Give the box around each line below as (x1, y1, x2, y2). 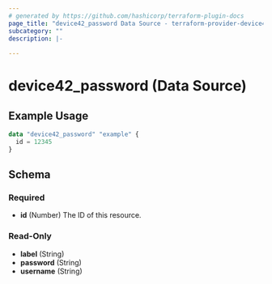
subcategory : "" (8, 27, 63, 35)
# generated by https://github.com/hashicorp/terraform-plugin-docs (8, 11, 244, 20)
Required (8, 192, 45, 203)
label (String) (19, 248, 65, 259)
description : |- (8, 34, 63, 43)
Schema (8, 167, 51, 182)
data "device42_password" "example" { (8, 130, 139, 138)
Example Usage (8, 108, 89, 122)
